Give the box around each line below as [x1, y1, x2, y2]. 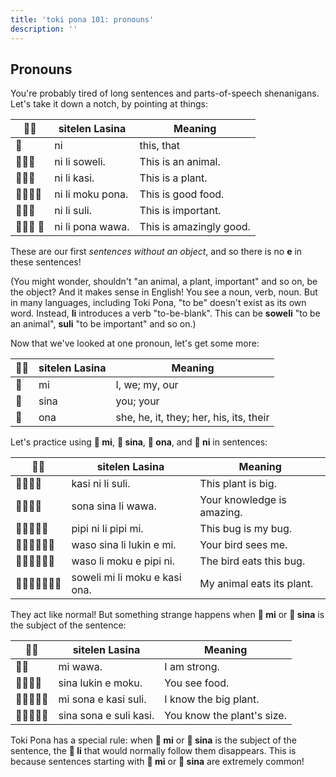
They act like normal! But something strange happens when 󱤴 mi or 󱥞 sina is [10, 609, 325, 621]
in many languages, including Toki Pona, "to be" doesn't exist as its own [10, 297, 307, 309]
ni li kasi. [54, 171, 95, 185]
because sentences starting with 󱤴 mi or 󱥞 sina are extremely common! [10, 756, 305, 768]
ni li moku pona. [54, 187, 129, 201]
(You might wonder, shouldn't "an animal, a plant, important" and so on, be [10, 276, 318, 288]
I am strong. [164, 660, 220, 674]
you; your [115, 394, 160, 408]
